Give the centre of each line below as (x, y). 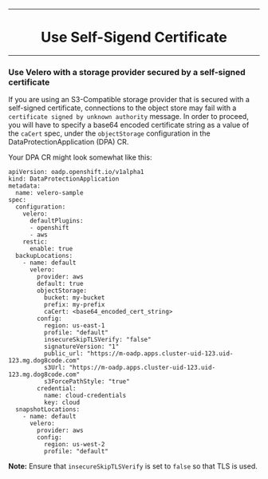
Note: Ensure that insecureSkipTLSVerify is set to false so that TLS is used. (133, 466)
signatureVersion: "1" (81, 347)
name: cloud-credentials (85, 396)
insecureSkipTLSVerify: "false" (97, 340)
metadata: (25, 186)
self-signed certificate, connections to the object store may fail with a (122, 108)
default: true (60, 284)
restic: (35, 242)
